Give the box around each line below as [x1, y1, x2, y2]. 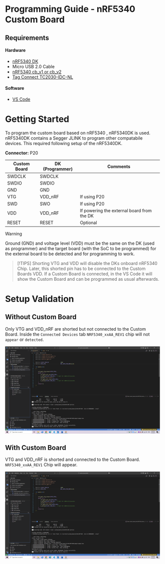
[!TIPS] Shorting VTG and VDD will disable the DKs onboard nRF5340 [17, 260, 158, 266]
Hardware [5, 47, 26, 53]
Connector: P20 [5, 150, 38, 156]
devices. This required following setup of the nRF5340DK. [5, 140, 123, 146]
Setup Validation [5, 293, 75, 304]
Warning [5, 230, 22, 236]
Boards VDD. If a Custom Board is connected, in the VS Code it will [17, 270, 153, 277]
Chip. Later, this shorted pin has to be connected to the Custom [17, 265, 146, 271]
